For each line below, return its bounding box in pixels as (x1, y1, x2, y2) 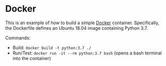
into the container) (12, 55, 51, 61)
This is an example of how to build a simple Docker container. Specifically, (5, 20, 160, 26)
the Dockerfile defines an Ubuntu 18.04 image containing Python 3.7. (5, 25, 148, 31)
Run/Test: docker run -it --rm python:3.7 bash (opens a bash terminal (12, 50, 162, 56)
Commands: (5, 35, 31, 41)
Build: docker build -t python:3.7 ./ (12, 44, 92, 50)
